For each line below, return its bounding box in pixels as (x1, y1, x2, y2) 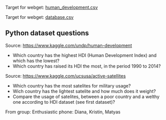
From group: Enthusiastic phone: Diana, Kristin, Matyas (5, 109, 121, 115)
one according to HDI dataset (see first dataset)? (12, 99, 116, 105)
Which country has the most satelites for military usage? (12, 82, 131, 88)
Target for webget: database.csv (5, 14, 74, 20)
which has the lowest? (12, 57, 60, 64)
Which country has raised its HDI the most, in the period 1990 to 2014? (12, 63, 161, 69)
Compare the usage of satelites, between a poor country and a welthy (12, 94, 160, 100)
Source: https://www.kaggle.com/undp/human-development (5, 42, 132, 48)
